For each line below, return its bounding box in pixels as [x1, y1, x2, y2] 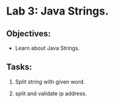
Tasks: [6, 62, 32, 72]
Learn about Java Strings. [15, 44, 80, 51]
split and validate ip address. [15, 90, 87, 97]
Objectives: [6, 28, 51, 39]
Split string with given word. [15, 78, 85, 85]
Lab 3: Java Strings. [6, 4, 109, 18]
